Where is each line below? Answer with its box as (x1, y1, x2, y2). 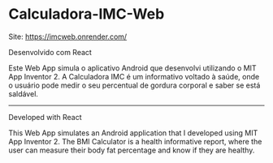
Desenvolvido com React (8, 47, 92, 57)
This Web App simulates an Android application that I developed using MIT (8, 127, 258, 138)
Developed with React (8, 112, 82, 122)
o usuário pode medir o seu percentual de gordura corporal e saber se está (8, 80, 261, 90)
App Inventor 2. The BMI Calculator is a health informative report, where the (8, 136, 262, 146)
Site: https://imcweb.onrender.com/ (8, 32, 128, 41)
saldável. (8, 88, 39, 98)
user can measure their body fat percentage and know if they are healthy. (8, 145, 255, 155)
